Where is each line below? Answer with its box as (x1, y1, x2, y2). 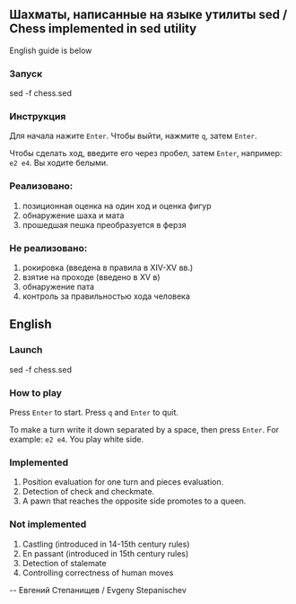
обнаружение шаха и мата (22, 210, 125, 221)
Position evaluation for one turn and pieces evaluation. (22, 477, 224, 487)
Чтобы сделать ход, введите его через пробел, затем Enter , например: (9, 148, 283, 159)
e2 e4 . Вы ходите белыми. (9, 157, 109, 169)
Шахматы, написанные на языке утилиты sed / (9, 7, 288, 22)
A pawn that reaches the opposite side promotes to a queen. (22, 495, 247, 506)
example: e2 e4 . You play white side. (9, 433, 144, 444)
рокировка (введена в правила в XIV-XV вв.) (22, 262, 194, 273)
